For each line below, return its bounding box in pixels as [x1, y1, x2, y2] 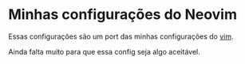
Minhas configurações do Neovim [8, 6, 238, 24]
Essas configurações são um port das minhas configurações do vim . [8, 32, 234, 41]
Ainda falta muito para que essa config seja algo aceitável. [8, 47, 201, 56]
